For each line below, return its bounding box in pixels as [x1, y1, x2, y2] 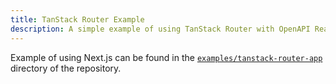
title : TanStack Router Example [10, 14, 145, 25]
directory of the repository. [10, 62, 122, 74]
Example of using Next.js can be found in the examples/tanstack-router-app [10, 51, 323, 63]
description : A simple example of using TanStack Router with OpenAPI [10, 24, 311, 34]
